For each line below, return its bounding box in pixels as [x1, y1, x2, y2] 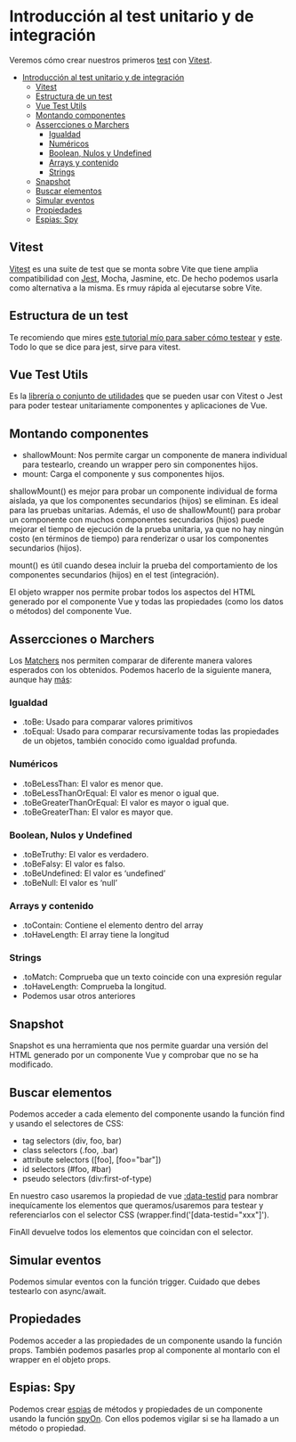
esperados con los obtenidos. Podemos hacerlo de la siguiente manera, [9, 665, 273, 675]
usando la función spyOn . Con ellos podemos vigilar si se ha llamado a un [9, 1413, 280, 1423]
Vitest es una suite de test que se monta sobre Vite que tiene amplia [9, 263, 259, 274]
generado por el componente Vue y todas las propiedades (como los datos [9, 596, 284, 607]
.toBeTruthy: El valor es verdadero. [21, 848, 149, 859]
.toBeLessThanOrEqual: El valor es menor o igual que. [21, 787, 220, 799]
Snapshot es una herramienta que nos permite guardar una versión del [9, 1040, 268, 1051]
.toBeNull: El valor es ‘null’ [21, 877, 118, 888]
